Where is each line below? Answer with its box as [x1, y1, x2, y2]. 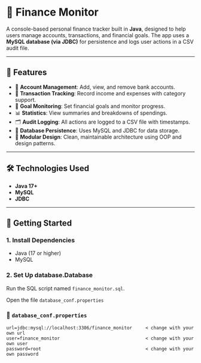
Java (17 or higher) [14, 250, 62, 257]
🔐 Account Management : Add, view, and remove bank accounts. [14, 83, 175, 91]
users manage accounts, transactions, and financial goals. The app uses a [6, 31, 190, 38]
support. [14, 96, 36, 103]
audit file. [6, 44, 29, 52]
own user [6, 340, 28, 347]
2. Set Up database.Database [6, 271, 93, 280]
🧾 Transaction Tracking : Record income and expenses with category [14, 89, 186, 97]
